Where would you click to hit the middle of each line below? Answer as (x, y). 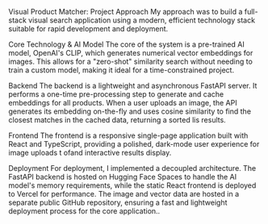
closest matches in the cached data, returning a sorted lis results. (117, 120)
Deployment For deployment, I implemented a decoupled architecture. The (132, 168)
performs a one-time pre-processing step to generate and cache (116, 94)
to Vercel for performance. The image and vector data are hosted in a (124, 194)
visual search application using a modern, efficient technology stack (142, 20)
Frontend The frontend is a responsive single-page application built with (128, 135)
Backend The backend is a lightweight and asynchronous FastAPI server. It (133, 85)
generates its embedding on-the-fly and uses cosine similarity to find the (130, 111)
